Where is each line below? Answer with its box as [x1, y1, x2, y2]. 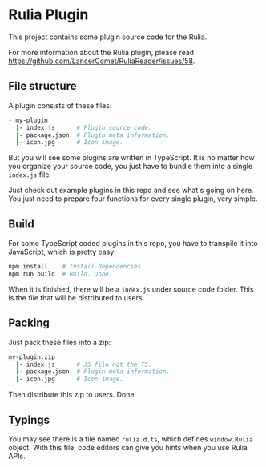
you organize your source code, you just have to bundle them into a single [8, 162, 253, 171]
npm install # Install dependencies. [8, 263, 146, 271]
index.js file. [8, 170, 52, 179]
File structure [8, 79, 77, 93]
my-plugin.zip [8, 352, 56, 361]
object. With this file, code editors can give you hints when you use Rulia [8, 442, 248, 452]
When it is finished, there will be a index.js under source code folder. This [8, 284, 254, 294]
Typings [8, 413, 50, 426]
